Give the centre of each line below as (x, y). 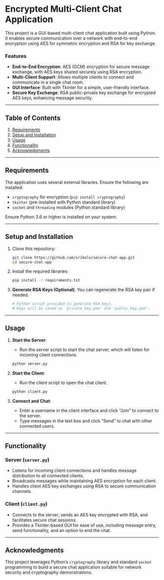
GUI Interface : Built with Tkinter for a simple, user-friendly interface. (81, 88)
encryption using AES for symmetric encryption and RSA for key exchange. (81, 43)
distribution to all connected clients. (48, 476)
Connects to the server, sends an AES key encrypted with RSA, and (80, 514)
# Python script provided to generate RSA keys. (62, 304)
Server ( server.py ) (27, 460)
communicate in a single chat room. (48, 82)
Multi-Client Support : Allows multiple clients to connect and (73, 77)
